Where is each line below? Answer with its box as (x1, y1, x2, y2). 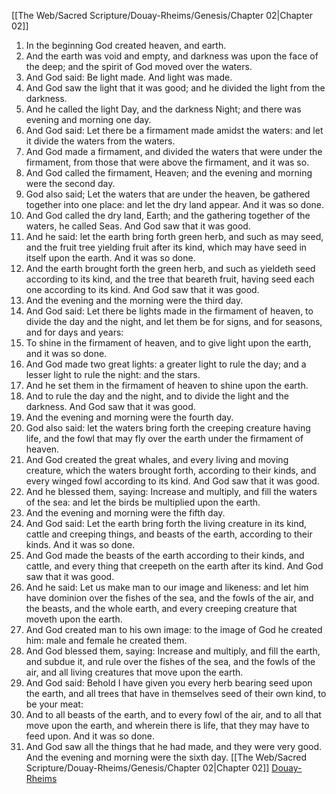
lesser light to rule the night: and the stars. (25, 369, 201, 380)
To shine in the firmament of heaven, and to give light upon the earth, (25, 337, 312, 349)
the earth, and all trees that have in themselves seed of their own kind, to (25, 688, 327, 699)
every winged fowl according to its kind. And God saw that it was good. (25, 475, 320, 487)
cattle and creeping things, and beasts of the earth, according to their (25, 528, 313, 540)
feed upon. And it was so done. (25, 730, 156, 742)
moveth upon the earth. (25, 613, 123, 625)
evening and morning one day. (25, 114, 152, 125)
